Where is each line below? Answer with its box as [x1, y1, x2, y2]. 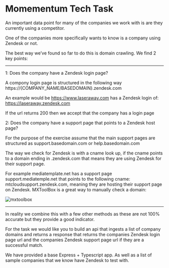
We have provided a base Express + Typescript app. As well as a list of [5, 252, 152, 258]
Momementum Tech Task [5, 3, 114, 15]
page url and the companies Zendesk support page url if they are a [5, 237, 144, 243]
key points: [5, 55, 28, 61]
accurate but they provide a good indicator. [5, 216, 95, 222]
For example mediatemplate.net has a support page [5, 170, 112, 177]
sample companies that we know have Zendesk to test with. [5, 257, 129, 263]
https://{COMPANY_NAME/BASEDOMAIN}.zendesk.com [5, 85, 122, 91]
